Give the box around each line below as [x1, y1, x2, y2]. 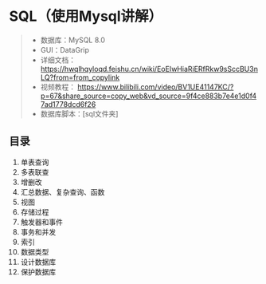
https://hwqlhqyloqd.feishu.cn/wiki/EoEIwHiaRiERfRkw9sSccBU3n [40, 64, 258, 73]
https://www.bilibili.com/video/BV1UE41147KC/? [77, 81, 234, 92]
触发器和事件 [20, 217, 63, 227]
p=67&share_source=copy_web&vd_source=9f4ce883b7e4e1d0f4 [40, 91, 257, 101]
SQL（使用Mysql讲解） [9, 7, 163, 26]
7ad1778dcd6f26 [40, 99, 96, 108]
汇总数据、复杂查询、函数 [20, 187, 105, 196]
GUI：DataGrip [40, 45, 90, 54]
